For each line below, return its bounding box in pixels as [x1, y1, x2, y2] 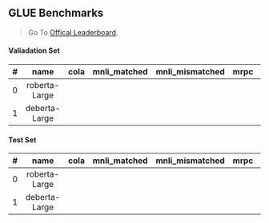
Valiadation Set [8, 46, 60, 55]
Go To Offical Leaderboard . [27, 27, 118, 37]
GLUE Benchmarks [8, 6, 104, 20]
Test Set [8, 135, 37, 145]
